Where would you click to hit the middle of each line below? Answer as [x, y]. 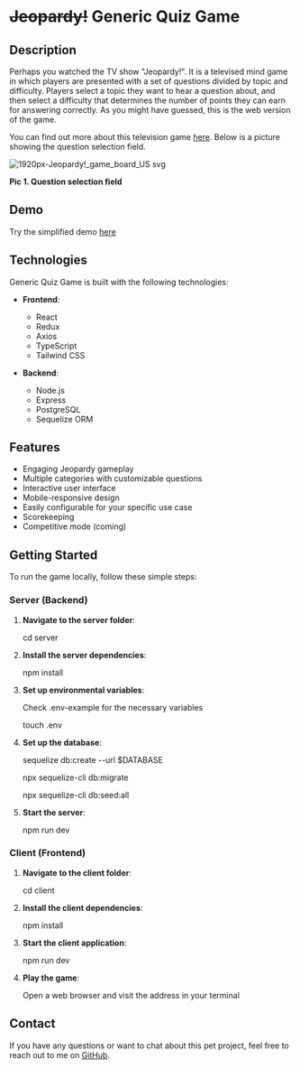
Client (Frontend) [48, 853]
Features [35, 447]
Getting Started [54, 555]
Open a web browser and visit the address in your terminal [131, 995]
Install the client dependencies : [82, 907]
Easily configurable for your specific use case [107, 507]
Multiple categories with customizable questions [112, 479]
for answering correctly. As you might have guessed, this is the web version [150, 110]
